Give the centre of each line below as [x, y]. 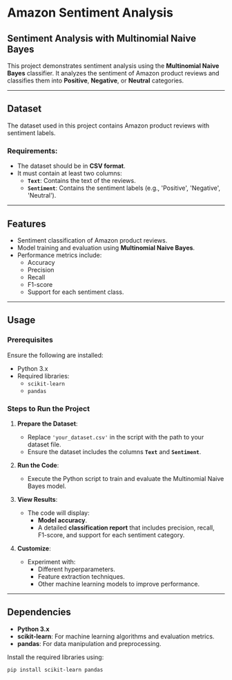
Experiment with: [51, 561]
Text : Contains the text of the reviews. [81, 181]
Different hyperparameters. [77, 569]
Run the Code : [38, 465]
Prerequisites [30, 340]
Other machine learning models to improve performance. [119, 584]
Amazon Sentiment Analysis [90, 13]
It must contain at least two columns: [69, 173]
